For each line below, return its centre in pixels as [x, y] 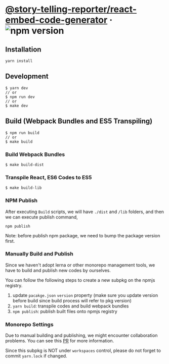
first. [10, 241]
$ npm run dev [20, 97]
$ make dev [17, 106]
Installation [23, 49]
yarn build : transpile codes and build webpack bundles [71, 306]
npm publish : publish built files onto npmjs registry [65, 311]
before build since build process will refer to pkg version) [72, 300]
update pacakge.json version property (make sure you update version [85, 295]
